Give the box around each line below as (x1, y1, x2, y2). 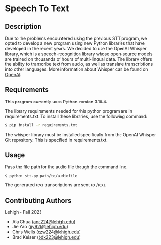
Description (5, 22, 41, 31)
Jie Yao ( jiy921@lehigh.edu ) (12, 224, 68, 230)
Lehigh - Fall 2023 (5, 209, 42, 215)
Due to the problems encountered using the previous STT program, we (5, 35, 147, 41)
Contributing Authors (5, 196, 72, 204)
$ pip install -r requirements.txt (5, 122, 78, 127)
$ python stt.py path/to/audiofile (5, 173, 78, 178)
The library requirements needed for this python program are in (5, 108, 133, 114)
